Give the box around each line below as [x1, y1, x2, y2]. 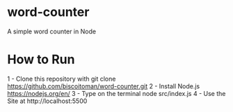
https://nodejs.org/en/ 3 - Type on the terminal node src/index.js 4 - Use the [7, 89, 226, 97]
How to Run [7, 51, 75, 67]
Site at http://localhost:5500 [7, 97, 88, 105]
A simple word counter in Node [7, 27, 96, 35]
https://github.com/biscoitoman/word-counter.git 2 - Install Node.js [7, 81, 200, 90]
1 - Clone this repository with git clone [7, 74, 116, 83]
